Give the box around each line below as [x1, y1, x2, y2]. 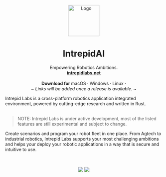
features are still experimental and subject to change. [17, 121, 127, 127]
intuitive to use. [5, 146, 37, 152]
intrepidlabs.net [66, 70, 101, 76]
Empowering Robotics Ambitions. [49, 64, 118, 70]
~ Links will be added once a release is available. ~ [31, 85, 137, 92]
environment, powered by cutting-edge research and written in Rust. [5, 100, 146, 107]
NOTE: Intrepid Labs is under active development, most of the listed [17, 115, 157, 122]
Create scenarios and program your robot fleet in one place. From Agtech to [5, 130, 162, 137]
